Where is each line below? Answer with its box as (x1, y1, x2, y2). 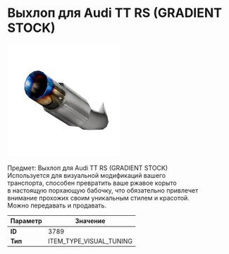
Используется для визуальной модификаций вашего (7, 171, 166, 179)
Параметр (10, 217, 42, 225)
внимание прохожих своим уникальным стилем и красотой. (7, 193, 190, 202)
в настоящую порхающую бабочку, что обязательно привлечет (7, 186, 199, 195)
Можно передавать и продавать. (7, 201, 107, 210)
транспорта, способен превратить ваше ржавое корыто (7, 179, 178, 187)
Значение (75, 217, 106, 225)
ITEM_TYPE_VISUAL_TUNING (48, 236, 132, 245)
